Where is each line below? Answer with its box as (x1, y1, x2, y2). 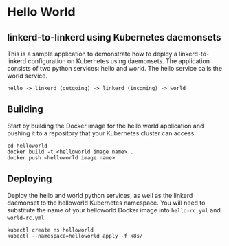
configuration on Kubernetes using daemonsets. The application (28, 57, 210, 65)
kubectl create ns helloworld (7, 226, 94, 234)
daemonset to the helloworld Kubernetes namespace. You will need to (7, 199, 206, 207)
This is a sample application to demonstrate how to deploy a (7, 49, 177, 58)
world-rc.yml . (7, 213, 46, 221)
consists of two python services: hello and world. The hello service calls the (7, 65, 222, 72)
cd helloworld (7, 142, 48, 149)
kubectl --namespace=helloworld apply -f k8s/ (7, 232, 143, 239)
